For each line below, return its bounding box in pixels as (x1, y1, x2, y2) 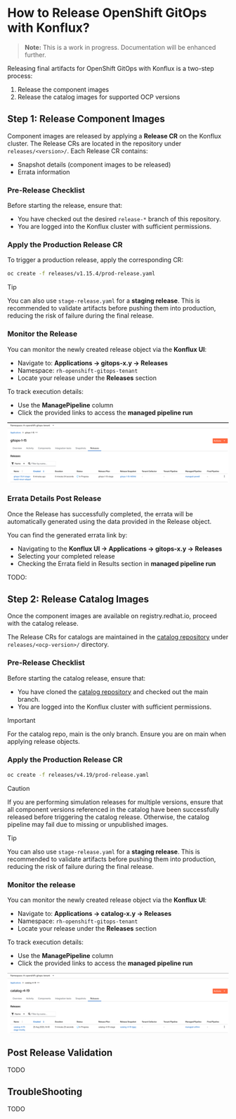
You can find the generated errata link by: (7, 530, 128, 539)
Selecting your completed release (17, 551, 115, 560)
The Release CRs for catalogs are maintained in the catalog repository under (7, 633, 229, 641)
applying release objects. (7, 737, 81, 745)
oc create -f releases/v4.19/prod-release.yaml (7, 771, 150, 779)
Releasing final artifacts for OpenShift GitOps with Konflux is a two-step (7, 64, 214, 72)
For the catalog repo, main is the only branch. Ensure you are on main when (7, 729, 226, 738)
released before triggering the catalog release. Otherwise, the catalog (7, 813, 209, 821)
